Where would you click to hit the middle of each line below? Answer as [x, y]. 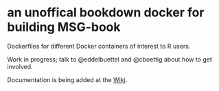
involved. [20, 66]
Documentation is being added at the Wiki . [67, 79]
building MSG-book [64, 27]
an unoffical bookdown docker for [106, 13]
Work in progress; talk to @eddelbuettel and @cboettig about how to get [110, 59]
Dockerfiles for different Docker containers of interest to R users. [99, 46]
